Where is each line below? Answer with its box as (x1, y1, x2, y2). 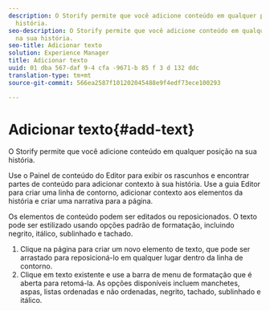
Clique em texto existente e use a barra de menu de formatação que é (19, 270, 252, 280)
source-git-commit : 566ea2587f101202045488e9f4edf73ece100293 (8, 79, 221, 87)
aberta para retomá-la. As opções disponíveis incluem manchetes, (19, 278, 240, 289)
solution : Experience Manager (8, 49, 110, 57)
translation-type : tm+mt (8, 71, 92, 79)
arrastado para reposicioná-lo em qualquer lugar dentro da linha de (19, 253, 243, 263)
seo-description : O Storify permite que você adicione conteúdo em (8, 26, 239, 34)
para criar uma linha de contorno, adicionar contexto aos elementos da (8, 188, 243, 197)
